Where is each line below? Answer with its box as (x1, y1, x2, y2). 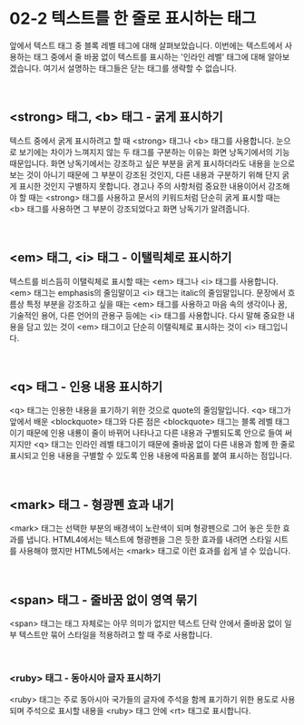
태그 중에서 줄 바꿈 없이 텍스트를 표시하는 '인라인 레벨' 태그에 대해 (33, 51, 266, 62)
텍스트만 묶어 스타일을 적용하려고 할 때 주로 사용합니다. (18, 630, 213, 640)
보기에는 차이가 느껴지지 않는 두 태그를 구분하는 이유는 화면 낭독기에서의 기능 (18, 146, 290, 157)
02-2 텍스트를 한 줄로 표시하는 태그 (9, 8, 257, 29)
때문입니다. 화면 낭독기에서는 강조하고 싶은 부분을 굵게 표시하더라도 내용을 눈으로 (9, 158, 296, 169)
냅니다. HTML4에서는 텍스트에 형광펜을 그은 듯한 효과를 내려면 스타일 (25, 534, 272, 545)
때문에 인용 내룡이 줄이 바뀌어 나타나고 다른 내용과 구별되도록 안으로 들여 (25, 427, 283, 438)
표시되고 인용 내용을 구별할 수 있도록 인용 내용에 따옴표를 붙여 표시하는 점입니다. (9, 450, 293, 461)
